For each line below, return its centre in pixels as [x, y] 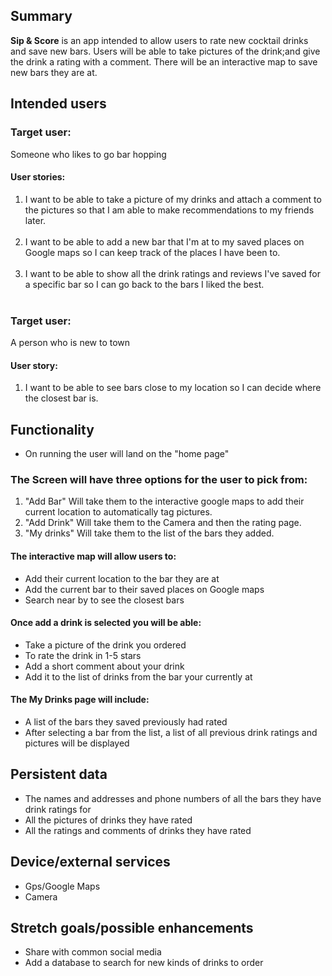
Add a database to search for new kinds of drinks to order [144, 963]
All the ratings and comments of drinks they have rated [138, 830]
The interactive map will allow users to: [93, 556]
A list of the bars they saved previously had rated [126, 721]
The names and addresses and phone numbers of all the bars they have [173, 798]
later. [35, 220]
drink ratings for [58, 809]
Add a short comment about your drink [104, 666]
